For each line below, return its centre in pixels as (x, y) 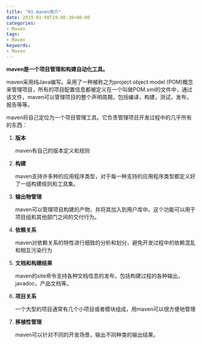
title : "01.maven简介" (34, 12)
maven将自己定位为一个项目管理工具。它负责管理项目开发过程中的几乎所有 (99, 117)
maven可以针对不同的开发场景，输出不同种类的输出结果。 (87, 334)
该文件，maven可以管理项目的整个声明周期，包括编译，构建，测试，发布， (99, 97)
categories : (21, 23)
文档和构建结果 (33, 263)
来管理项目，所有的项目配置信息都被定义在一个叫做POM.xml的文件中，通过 (99, 89)
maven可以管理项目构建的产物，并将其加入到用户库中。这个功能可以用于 (105, 209)
